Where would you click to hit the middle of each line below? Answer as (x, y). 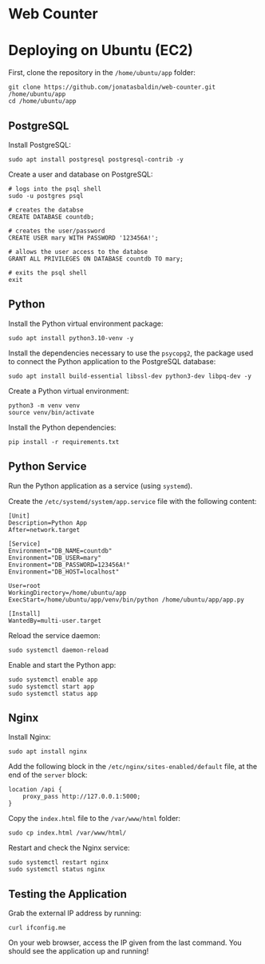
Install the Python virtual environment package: (86, 323)
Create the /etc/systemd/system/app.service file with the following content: (132, 501)
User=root (25, 585)
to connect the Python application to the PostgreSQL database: (112, 361)
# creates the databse (46, 210)
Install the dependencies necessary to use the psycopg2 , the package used (131, 353)
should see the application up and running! (79, 951)
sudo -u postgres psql (46, 196)
